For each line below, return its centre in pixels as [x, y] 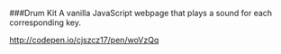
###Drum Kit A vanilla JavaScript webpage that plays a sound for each [141, 13]
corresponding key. [45, 22]
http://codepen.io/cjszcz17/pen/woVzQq [84, 40]
